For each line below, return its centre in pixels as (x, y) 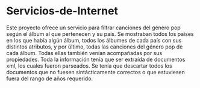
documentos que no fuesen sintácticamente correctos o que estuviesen (95, 72)
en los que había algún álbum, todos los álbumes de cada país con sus (94, 40)
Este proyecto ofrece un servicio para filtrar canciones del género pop (93, 28)
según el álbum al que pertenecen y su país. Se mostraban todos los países (100, 34)
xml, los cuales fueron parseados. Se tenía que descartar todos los (89, 66)
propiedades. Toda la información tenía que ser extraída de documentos (96, 59)
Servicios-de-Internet (62, 11)
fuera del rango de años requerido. (50, 78)
